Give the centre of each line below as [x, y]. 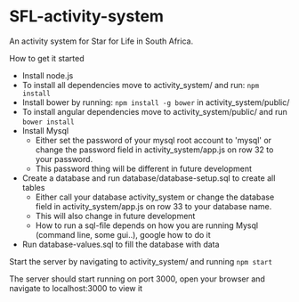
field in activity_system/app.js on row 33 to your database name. [154, 206]
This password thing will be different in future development [143, 168]
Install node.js [48, 75]
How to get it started [47, 58]
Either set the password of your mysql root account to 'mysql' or [154, 140]
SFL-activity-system [87, 16]
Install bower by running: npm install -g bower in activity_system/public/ [156, 102]
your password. [64, 159]
